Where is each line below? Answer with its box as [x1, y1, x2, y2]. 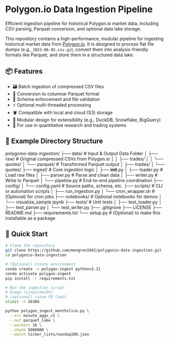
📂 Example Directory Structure [5, 137, 103, 146]
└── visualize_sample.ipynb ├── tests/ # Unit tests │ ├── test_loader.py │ [5, 199, 162, 205]
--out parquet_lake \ [10, 318, 56, 323]
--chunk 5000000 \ [10, 327, 49, 332]
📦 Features [5, 67, 43, 76]
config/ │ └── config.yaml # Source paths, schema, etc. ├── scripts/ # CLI [5, 183, 163, 189]
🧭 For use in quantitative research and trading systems [12, 122, 126, 128]
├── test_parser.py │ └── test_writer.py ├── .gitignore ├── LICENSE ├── [5, 204, 162, 210]
